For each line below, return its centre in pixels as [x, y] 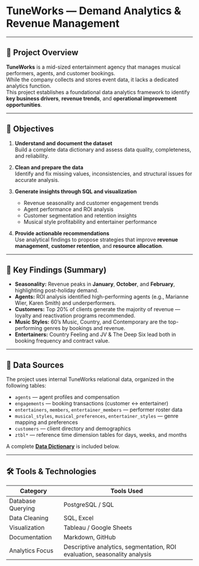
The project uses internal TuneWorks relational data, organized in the [90, 379]
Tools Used [127, 491]
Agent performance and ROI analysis [68, 209]
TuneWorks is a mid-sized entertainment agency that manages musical [93, 67]
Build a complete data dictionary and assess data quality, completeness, [103, 149]
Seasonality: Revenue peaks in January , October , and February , [95, 284]
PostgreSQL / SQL [89, 505]
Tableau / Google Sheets [98, 527]
